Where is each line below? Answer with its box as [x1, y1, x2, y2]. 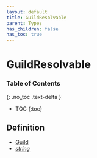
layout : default [6, 9, 48, 15]
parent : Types [6, 20, 43, 26]
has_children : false [6, 26, 59, 32]
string [15, 145, 31, 153]
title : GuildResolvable [6, 15, 67, 21]
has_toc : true [6, 32, 43, 38]
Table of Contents [6, 80, 61, 88]
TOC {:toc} [15, 105, 43, 112]
